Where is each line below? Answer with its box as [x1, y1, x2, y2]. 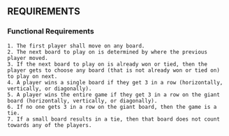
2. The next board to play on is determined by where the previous [7, 48, 208, 55]
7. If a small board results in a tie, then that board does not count [7, 115, 220, 123]
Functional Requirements [7, 27, 94, 36]
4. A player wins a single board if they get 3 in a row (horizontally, [7, 79, 223, 86]
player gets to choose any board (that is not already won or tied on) [7, 66, 220, 74]
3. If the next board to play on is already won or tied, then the [7, 61, 208, 68]
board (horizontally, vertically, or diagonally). [7, 97, 158, 104]
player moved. [7, 54, 49, 61]
